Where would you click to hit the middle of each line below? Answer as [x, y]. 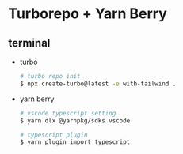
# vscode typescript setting [68, 113]
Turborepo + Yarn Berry [88, 14]
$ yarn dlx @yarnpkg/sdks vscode [75, 120]
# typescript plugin [53, 135]
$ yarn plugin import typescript [75, 142]
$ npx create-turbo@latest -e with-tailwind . [98, 84]
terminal [29, 43]
